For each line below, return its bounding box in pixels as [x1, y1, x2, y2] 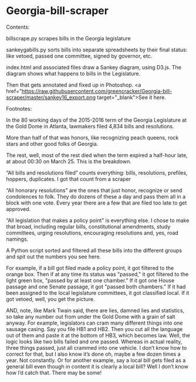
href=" [6, 87, 22, 94]
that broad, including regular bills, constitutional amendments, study [6, 223, 171, 230]
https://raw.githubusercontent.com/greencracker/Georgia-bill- [21, 87, 173, 94]
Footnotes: [6, 105, 32, 112]
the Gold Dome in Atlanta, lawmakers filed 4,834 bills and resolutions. [6, 122, 174, 129]
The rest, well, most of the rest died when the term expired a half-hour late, [6, 151, 188, 159]
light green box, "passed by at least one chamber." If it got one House [6, 277, 175, 284]
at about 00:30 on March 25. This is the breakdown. [6, 158, 132, 165]
